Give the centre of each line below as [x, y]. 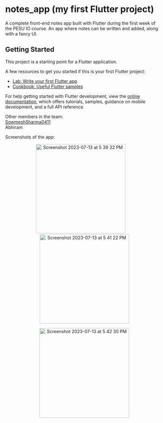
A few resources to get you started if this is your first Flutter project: [75, 71]
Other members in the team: [34, 116]
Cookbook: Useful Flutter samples [48, 86]
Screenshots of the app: [30, 137]
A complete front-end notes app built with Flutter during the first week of [80, 23]
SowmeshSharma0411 [28, 122]
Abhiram [14, 127]
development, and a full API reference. [45, 107]
